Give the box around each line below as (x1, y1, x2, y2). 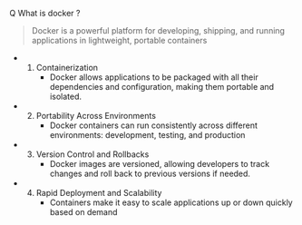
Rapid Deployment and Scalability (35, 188, 162, 198)
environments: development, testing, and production (49, 130, 246, 140)
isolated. (49, 91, 83, 102)
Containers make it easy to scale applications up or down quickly (49, 197, 293, 208)
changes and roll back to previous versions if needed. (49, 168, 251, 179)
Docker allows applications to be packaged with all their (49, 72, 258, 83)
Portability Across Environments (35, 111, 157, 121)
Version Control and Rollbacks (35, 149, 150, 160)
